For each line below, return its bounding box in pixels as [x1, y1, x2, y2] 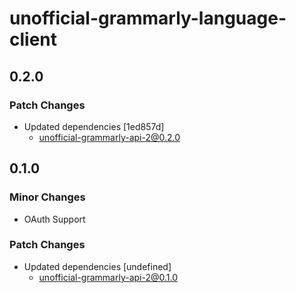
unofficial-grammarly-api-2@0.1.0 [38, 271, 178, 283]
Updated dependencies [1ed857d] [23, 120, 165, 132]
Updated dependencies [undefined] [23, 260, 172, 272]
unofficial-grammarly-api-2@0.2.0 [38, 131, 181, 143]
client [9, 28, 58, 51]
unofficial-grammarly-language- [9, 7, 287, 30]
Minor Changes [9, 190, 86, 204]
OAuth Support [23, 213, 86, 225]
